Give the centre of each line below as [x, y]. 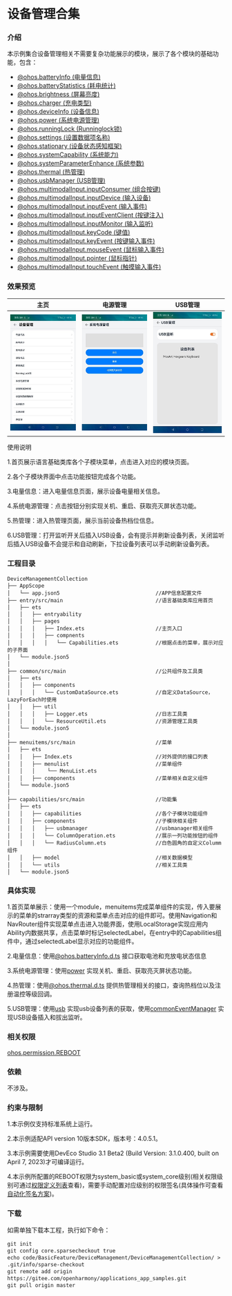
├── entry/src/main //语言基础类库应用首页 [110, 601]
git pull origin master [41, 1285]
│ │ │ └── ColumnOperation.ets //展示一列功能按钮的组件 [113, 836]
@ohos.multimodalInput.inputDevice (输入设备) [84, 198]
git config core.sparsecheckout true [61, 1250]
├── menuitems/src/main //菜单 [90, 743]
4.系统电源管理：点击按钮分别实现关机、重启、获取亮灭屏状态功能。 [104, 505]
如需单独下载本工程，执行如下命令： [59, 1230]
